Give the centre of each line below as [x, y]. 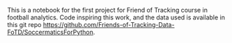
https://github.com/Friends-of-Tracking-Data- [109, 25]
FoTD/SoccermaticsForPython [51, 32]
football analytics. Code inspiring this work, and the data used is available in [116, 17]
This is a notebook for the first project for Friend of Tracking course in [107, 10]
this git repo [24, 25]
